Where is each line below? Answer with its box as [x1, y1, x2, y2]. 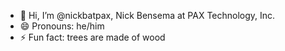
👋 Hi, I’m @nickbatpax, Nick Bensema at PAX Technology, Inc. [19, 10, 276, 21]
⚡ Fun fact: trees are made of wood [19, 31, 166, 43]
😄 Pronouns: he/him [19, 20, 105, 32]
